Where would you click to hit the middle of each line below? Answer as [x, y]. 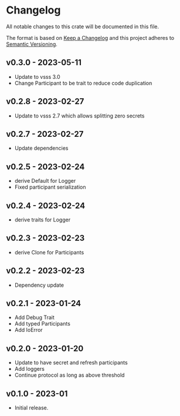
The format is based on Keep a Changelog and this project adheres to [90, 38]
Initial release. [31, 408]
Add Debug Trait [34, 317]
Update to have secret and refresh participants [71, 363]
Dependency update [39, 285]
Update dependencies [41, 148]
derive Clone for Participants [49, 252]
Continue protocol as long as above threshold [69, 375]
